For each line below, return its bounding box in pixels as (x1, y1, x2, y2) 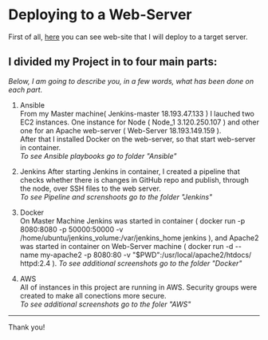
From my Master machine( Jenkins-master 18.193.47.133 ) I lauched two (19, 109, 255, 118)
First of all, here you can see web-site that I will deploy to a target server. (8, 32, 249, 42)
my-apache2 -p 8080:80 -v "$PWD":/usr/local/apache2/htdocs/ (40, 250, 252, 259)
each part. (8, 85, 43, 94)
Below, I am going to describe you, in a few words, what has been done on (8, 76, 254, 85)
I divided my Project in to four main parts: (8, 55, 218, 69)
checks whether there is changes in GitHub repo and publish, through (19, 175, 249, 184)
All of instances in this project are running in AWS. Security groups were (19, 282, 258, 292)
